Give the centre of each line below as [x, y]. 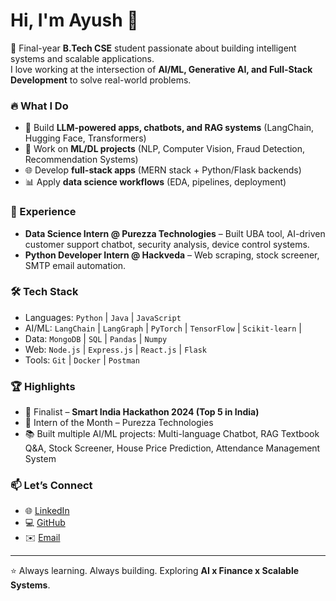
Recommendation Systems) [81, 160]
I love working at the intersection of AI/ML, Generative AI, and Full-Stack [161, 69]
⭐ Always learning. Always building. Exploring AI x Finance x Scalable [155, 571]
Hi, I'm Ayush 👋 [74, 20]
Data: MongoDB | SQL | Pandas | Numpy [96, 338]
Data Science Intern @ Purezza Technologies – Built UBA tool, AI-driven [175, 233]
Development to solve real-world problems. [101, 80]
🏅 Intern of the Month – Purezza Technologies [119, 423]
